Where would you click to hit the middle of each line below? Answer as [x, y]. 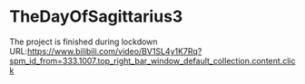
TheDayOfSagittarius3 [96, 17]
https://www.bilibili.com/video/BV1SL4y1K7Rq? [114, 51]
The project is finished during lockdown [84, 42]
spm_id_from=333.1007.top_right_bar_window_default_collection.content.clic [152, 61]
